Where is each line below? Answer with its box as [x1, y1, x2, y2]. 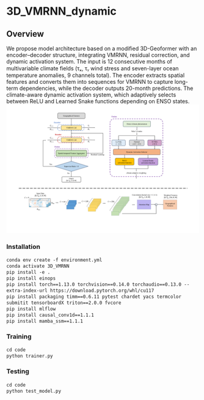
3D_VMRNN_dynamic [6, 4, 117, 18]
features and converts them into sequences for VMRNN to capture [6, 78, 173, 85]
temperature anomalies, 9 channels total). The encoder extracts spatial [6, 72, 185, 79]
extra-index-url [6, 287, 48, 294]
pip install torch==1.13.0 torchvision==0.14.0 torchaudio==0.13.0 [6, 281, 182, 287]
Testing [6, 367, 29, 376]
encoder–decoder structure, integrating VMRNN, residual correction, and [6, 51, 190, 59]
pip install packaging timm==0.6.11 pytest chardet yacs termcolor [6, 294, 182, 300]
